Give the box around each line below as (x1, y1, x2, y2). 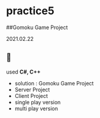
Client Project (14, 92, 49, 99)
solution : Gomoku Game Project (14, 79, 94, 87)
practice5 (6, 4, 54, 18)
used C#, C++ (6, 68, 41, 75)
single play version (14, 98, 61, 106)
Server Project (14, 86, 50, 93)
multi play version (14, 105, 58, 112)
